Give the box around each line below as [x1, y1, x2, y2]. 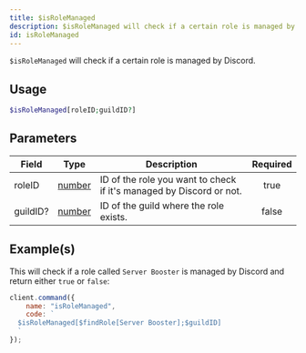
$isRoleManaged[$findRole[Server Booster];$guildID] [17, 318, 222, 328]
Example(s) [9, 242, 76, 257]
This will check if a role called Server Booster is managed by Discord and [9, 266, 285, 277]
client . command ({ [9, 293, 76, 302]
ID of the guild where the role [99, 199, 225, 212]
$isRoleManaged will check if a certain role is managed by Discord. [9, 55, 257, 66]
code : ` [25, 310, 55, 319]
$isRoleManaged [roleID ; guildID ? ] [9, 106, 137, 115]
